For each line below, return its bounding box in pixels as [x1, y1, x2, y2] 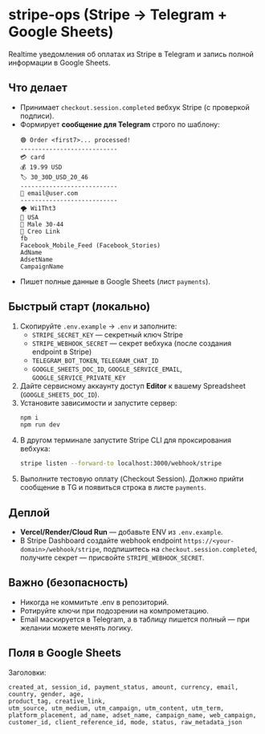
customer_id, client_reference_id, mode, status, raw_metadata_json [8, 718, 243, 726]
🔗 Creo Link [19, 227, 60, 235]
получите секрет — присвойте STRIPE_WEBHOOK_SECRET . [19, 553, 205, 562]
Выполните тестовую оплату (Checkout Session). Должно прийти [19, 474, 244, 483]
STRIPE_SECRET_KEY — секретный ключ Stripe [31, 329, 183, 339]
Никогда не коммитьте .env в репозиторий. [19, 597, 169, 607]
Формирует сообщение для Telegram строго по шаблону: [19, 119, 221, 129]
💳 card [19, 153, 46, 161]
